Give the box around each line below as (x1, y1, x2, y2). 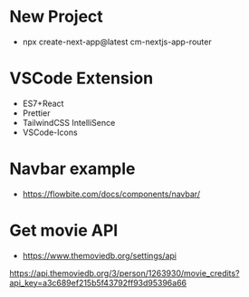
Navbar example (9, 158, 136, 179)
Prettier (22, 107, 51, 119)
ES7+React (22, 98, 64, 109)
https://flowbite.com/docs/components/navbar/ (22, 188, 201, 199)
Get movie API (9, 220, 119, 241)
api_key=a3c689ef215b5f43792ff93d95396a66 (9, 277, 187, 288)
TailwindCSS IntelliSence (22, 117, 116, 128)
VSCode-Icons (22, 127, 79, 138)
